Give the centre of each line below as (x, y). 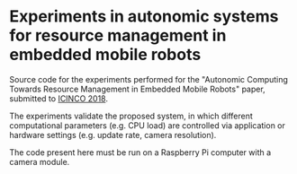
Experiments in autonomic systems (144, 17)
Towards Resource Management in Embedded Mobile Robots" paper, (137, 89)
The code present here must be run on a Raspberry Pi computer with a (140, 152)
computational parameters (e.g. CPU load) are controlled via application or (148, 125)
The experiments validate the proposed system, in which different (131, 116)
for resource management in (118, 35)
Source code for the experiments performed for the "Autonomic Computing (148, 79)
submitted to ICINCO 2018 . (58, 98)
